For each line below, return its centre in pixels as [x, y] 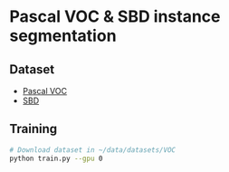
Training [33, 129]
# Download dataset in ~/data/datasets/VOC [93, 150]
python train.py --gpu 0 [56, 158]
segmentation [63, 36]
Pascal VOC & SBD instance [115, 17]
